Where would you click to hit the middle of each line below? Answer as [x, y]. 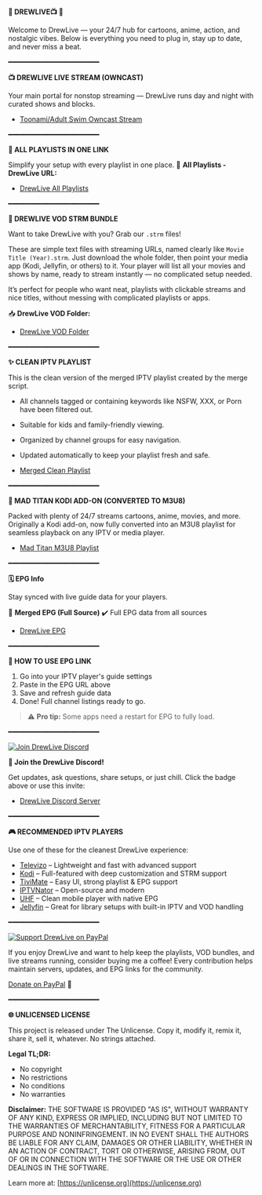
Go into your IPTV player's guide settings [86, 676]
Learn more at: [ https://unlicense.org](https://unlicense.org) [105, 1183]
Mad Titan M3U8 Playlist [59, 548]
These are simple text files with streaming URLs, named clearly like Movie [126, 249]
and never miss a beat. [45, 47]
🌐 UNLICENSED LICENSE [49, 1015]
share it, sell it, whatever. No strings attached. [82, 1038]
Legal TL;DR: [29, 1054]
